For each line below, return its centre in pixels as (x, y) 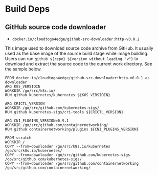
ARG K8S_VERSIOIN (23, 87)
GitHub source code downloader (56, 27)
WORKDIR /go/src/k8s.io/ (30, 91)
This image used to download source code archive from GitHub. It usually (79, 48)
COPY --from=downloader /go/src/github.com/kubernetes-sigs (68, 155)
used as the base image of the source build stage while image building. (77, 53)
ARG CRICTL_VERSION (25, 104)
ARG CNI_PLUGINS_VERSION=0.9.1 (37, 121)
